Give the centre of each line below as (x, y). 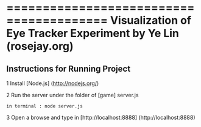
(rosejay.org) (40, 46)
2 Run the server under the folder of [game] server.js (72, 95)
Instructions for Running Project (69, 68)
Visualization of (151, 20)
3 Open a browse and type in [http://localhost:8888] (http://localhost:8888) (101, 117)
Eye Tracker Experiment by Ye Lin (93, 33)
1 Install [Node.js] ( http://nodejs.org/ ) (53, 83)
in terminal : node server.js (45, 106)
